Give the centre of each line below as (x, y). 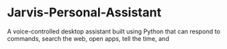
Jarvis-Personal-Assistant (84, 13)
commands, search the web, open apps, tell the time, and (88, 38)
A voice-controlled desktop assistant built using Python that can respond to (114, 31)
